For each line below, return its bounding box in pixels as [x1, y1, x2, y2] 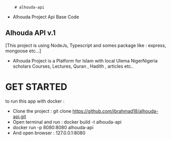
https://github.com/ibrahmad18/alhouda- [72, 108, 159, 114]
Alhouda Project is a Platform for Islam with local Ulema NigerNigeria [12, 57, 158, 64]
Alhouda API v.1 [5, 29, 56, 37]
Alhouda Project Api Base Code [12, 14, 79, 20]
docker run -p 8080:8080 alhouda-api [12, 124, 94, 130]
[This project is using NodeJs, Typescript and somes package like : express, [5, 42, 166, 48]
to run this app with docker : [5, 98, 65, 104]
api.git [12, 113, 27, 119]
